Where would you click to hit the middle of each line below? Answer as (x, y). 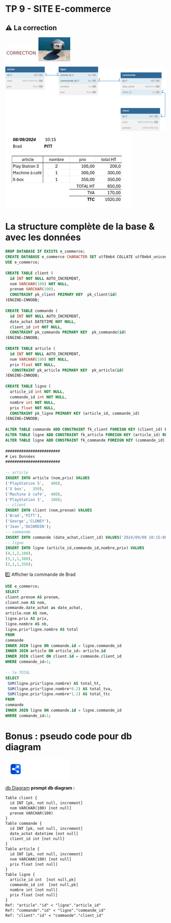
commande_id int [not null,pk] (44, 885)
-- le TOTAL (18, 672)
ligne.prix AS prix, (27, 619)
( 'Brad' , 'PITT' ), (24, 516)
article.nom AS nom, (27, 613)
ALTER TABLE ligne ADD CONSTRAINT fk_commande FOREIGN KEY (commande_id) (85, 440)
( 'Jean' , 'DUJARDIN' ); (28, 526)
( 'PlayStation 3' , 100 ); (34, 500)
